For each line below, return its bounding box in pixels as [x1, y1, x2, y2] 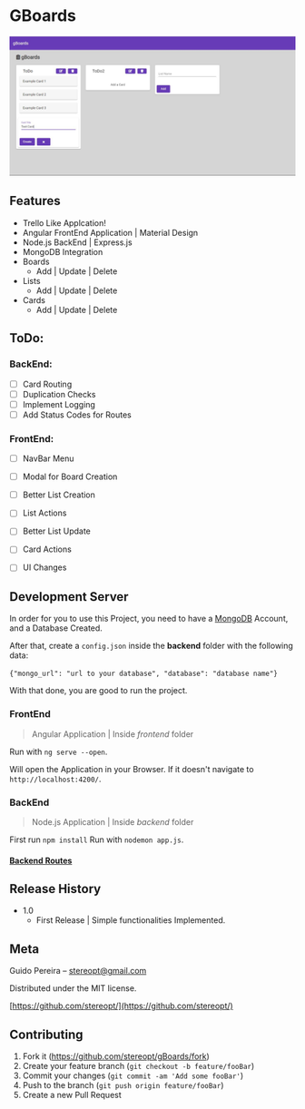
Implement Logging [22, 398, 95, 409]
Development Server [9, 589, 129, 604]
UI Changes [22, 562, 67, 573]
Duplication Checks [22, 388, 96, 399]
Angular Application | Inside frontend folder [31, 728, 194, 740]
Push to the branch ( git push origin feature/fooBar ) [22, 1079, 224, 1090]
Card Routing [22, 378, 73, 389]
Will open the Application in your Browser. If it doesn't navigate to [9, 763, 254, 774]
